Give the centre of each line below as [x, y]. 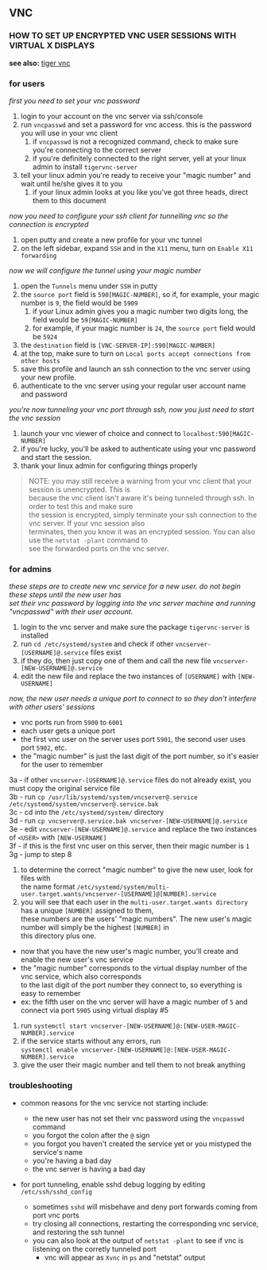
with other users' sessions [52, 707]
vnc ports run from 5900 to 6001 [72, 723]
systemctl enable [49, 1050]
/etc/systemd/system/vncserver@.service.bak [84, 805]
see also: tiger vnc [40, 63]
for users [27, 83]
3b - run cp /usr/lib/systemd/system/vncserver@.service [103, 797]
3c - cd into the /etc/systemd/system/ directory [87, 813]
